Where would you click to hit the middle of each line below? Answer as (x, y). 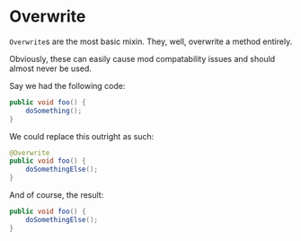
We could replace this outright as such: (82, 136)
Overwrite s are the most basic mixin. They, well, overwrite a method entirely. (151, 41)
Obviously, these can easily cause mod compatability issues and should (142, 58)
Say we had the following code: (67, 85)
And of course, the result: (57, 195)
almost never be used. (51, 68)
